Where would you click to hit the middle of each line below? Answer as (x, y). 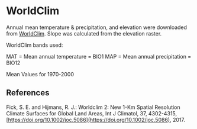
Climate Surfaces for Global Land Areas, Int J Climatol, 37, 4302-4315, (92, 113)
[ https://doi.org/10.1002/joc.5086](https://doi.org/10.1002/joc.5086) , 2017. (96, 120)
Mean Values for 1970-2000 (40, 74)
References (28, 93)
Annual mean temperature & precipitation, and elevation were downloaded (97, 27)
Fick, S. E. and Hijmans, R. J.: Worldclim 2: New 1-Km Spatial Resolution (93, 107)
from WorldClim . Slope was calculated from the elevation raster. (84, 33)
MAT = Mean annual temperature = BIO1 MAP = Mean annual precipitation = (99, 56)
